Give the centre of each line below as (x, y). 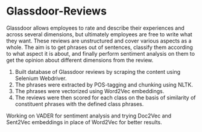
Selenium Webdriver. (41, 78)
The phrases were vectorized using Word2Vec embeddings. (90, 91)
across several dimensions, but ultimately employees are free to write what (99, 34)
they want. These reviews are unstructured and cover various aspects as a (99, 41)
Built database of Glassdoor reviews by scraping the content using (98, 71)
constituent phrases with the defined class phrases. (79, 104)
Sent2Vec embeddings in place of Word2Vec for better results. (84, 122)
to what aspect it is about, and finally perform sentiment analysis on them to (100, 53)
